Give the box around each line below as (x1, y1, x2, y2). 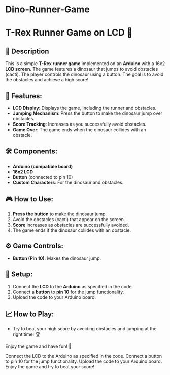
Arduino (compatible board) (12, 163, 73, 169)
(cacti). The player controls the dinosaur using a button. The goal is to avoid (5, 71, 164, 77)
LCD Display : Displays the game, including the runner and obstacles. (12, 105, 157, 111)
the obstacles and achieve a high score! (5, 77, 89, 83)
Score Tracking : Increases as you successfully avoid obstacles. (12, 121, 147, 127)
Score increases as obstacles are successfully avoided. (12, 222, 129, 228)
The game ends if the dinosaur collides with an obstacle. (12, 227, 131, 233)
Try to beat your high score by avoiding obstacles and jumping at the (12, 326, 157, 332)
